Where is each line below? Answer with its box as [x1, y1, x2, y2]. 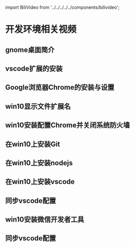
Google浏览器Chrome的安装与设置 [5, 83, 115, 92]
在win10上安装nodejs [5, 159, 73, 167]
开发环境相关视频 [5, 24, 77, 35]
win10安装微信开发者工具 [5, 215, 85, 224]
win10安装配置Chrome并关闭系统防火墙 [5, 121, 130, 130]
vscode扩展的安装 [5, 64, 63, 73]
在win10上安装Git [5, 140, 60, 148]
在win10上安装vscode [5, 177, 75, 186]
